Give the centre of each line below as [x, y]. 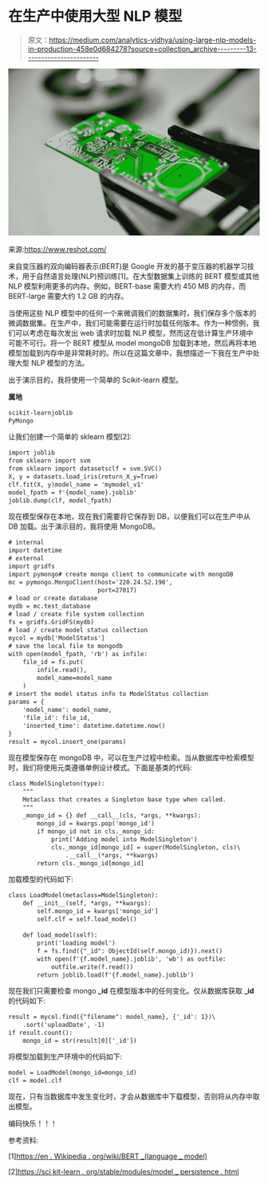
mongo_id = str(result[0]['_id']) [80, 1040]
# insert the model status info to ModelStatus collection [108, 694]
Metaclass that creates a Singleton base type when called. [124, 799]
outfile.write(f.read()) [92, 967]
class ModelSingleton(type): [57, 783]
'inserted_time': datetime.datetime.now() [94, 726]
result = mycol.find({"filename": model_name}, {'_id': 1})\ [112, 1017]
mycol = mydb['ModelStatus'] [57, 638]
